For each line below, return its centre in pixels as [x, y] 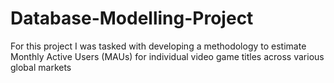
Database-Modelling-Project [132, 18]
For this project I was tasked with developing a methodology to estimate [158, 46]
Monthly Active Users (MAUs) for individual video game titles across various [167, 56]
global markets [41, 67]
